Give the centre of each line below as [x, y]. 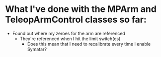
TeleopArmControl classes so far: [76, 20]
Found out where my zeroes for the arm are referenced [69, 33]
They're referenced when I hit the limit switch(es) [70, 39]
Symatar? [37, 49]
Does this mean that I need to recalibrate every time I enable [89, 44]
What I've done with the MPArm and [81, 9]
